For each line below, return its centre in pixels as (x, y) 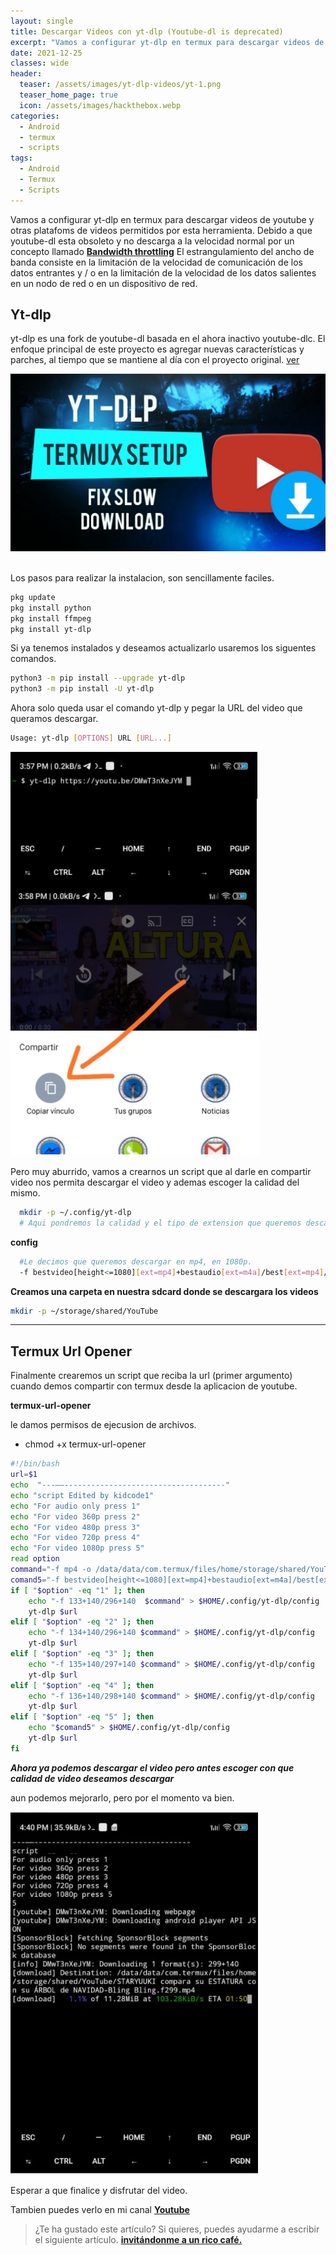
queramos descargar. (54, 719)
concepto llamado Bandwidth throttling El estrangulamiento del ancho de (162, 251)
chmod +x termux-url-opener (85, 1444)
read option (35, 1559)
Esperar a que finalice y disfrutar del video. (99, 2190)
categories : (35, 116)
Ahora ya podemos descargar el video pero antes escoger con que (152, 1767)
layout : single (42, 21)
